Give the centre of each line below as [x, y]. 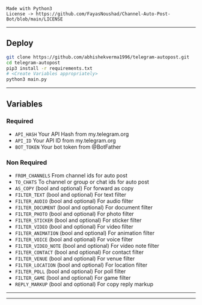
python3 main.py [26, 79]
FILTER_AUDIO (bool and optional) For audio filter [74, 201]
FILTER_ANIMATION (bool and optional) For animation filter [85, 233]
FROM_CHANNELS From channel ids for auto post [71, 176]
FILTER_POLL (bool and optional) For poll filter [70, 271]
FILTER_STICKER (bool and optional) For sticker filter [78, 220]
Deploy [20, 43]
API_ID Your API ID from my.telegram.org [65, 140]
